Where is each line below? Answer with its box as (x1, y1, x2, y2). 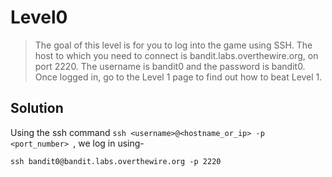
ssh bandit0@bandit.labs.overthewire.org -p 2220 (10, 156, 222, 166)
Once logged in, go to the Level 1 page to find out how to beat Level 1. (34, 71, 323, 83)
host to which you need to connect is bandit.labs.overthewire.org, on (34, 49, 319, 61)
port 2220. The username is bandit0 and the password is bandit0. (34, 60, 306, 72)
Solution (10, 100, 64, 117)
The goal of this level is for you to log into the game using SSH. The (34, 39, 313, 51)
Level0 (10, 6, 68, 29)
